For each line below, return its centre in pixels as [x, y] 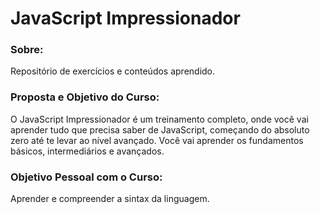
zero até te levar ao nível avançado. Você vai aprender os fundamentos [157, 140]
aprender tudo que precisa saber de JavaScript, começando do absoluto [160, 129]
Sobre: [27, 50]
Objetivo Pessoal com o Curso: [86, 177]
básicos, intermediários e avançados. [87, 151]
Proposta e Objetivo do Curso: [85, 97]
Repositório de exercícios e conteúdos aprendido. [113, 71]
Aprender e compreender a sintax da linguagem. [110, 199]
